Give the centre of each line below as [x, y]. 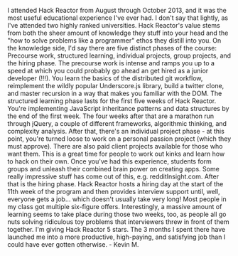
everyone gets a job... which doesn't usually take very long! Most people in [117, 199]
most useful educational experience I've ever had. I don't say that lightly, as [118, 18]
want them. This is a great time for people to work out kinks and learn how [116, 154]
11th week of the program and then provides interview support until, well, [114, 192]
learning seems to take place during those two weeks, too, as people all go [117, 214]
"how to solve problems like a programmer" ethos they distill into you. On [114, 41]
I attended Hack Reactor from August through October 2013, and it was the [117, 10]
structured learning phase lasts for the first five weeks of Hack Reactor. [112, 101]
